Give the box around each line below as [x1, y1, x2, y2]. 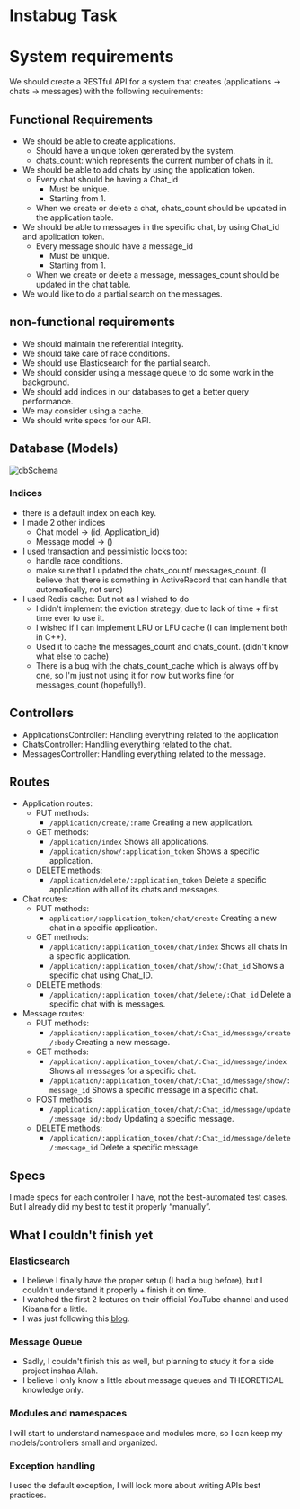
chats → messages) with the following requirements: [9, 86, 204, 97]
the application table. [35, 212, 114, 223]
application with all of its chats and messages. [49, 884, 220, 895]
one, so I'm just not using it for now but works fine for [35, 670, 234, 680]
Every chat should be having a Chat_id [35, 173, 179, 184]
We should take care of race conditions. [22, 348, 171, 359]
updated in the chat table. [35, 279, 131, 289]
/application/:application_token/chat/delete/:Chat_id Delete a [49, 990, 292, 1000]
